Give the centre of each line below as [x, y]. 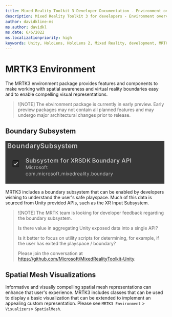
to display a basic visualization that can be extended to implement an [78, 298]
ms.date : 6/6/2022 [25, 33]
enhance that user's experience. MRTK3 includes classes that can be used [84, 292]
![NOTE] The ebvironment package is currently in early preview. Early [91, 104]
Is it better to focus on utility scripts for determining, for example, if [89, 238]
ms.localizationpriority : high [39, 38]
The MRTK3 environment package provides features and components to [82, 83]
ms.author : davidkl [26, 27]
